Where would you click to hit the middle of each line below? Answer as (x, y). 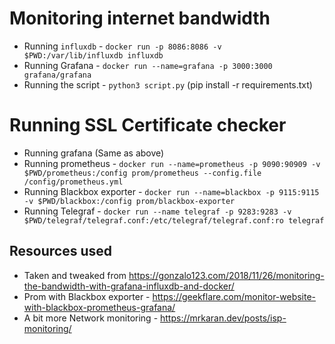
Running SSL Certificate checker (148, 125)
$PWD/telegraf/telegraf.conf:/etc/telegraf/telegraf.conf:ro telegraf (174, 220)
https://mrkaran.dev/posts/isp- (223, 318)
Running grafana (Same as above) (94, 153)
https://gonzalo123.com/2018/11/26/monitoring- (226, 275)
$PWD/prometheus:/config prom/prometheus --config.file (142, 173)
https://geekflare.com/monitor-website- (234, 296)
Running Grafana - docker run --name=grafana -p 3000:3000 (148, 65)
